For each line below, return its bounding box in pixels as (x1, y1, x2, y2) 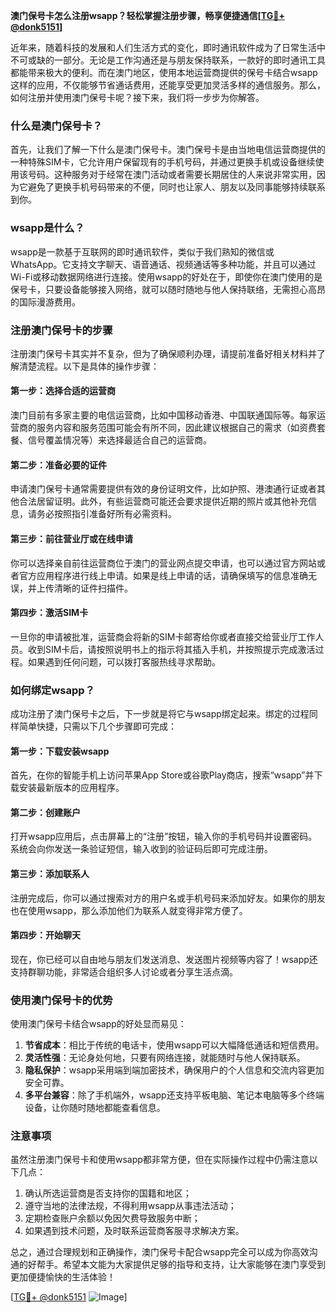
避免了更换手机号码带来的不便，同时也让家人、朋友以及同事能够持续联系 (27, 181, 326, 193)
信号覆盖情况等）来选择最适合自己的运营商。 (27, 434, 212, 446)
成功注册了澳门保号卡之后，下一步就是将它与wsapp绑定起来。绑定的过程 (10, 708, 310, 719)
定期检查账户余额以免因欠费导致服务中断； (24, 1212, 201, 1224)
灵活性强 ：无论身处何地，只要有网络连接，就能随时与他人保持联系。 (24, 1052, 306, 1064)
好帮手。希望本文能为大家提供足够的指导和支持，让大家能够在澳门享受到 (27, 1259, 326, 1271)
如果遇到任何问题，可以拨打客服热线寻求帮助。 (27, 655, 221, 668)
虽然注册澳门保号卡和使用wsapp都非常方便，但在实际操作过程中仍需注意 (10, 1154, 310, 1166)
